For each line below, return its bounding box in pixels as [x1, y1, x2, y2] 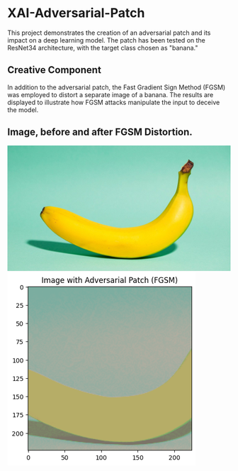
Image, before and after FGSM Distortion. [7, 126, 193, 138]
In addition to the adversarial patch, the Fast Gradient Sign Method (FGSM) [7, 83, 226, 92]
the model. [7, 105, 39, 114]
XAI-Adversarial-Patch [7, 5, 145, 21]
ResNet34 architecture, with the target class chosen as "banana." [7, 43, 198, 52]
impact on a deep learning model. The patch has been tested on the [7, 35, 205, 44]
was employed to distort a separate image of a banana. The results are [7, 90, 214, 99]
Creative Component [7, 64, 101, 76]
